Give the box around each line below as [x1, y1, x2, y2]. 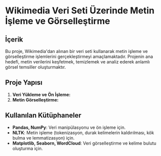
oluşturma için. [12, 145, 43, 151]
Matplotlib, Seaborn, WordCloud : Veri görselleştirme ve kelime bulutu [12, 140, 157, 146]
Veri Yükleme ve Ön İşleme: [12, 92, 71, 98]
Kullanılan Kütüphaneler [5, 111, 81, 120]
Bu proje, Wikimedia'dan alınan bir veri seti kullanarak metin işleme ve [5, 49, 148, 54]
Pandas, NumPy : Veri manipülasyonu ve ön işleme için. [12, 124, 126, 130]
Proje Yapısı [5, 78, 43, 87]
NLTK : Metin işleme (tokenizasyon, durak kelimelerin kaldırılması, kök [12, 129, 154, 136]
